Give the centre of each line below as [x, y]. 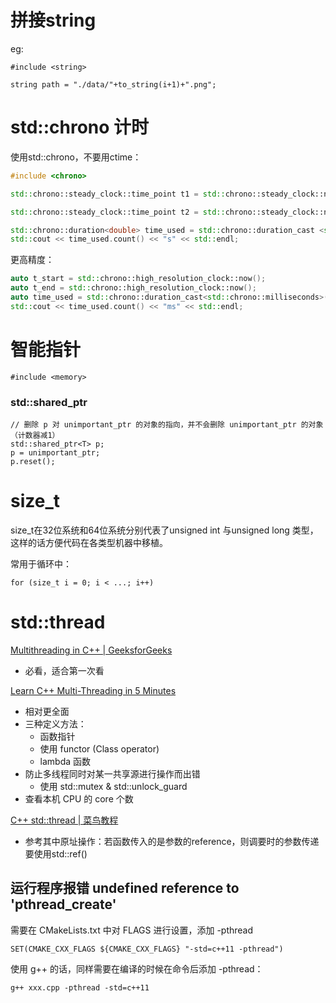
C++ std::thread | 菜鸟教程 [64, 820]
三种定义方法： [55, 723]
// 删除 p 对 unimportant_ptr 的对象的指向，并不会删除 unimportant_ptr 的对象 [167, 424]
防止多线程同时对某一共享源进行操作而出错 [112, 773]
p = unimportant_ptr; [55, 452]
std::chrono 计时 [80, 127]
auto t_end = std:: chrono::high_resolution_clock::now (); [133, 288]
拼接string [53, 20]
